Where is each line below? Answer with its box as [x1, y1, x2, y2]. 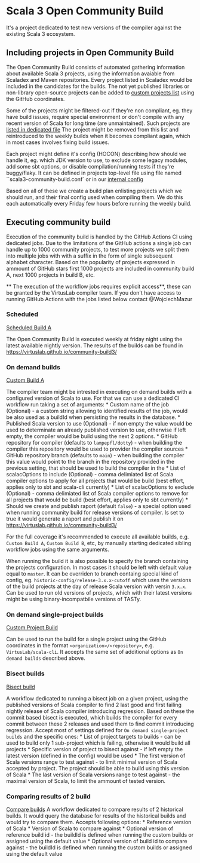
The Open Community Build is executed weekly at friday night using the [6, 335, 183, 342]
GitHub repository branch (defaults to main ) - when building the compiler [6, 452, 184, 459]
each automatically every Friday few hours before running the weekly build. [6, 200, 192, 207]
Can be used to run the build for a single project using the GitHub [6, 635, 167, 643]
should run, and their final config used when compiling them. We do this [6, 193, 183, 201]
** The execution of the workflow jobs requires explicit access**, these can [6, 283, 191, 290]
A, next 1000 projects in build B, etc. [6, 271, 96, 279]
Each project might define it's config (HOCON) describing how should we [6, 150, 187, 157]
